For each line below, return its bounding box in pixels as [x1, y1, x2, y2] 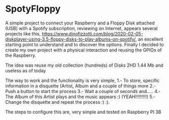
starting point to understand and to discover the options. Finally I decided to [5, 41, 164, 47]
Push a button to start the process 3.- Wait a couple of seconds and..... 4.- [5, 88, 161, 94]
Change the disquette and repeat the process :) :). [5, 99, 110, 105]
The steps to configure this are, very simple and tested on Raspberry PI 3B [5, 109, 161, 115]
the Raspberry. [5, 52, 37, 58]
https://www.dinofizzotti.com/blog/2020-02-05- [42, 31, 143, 37]
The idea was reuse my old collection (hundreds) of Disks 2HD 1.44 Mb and [5, 62, 163, 68]
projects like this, [5, 31, 41, 37]
